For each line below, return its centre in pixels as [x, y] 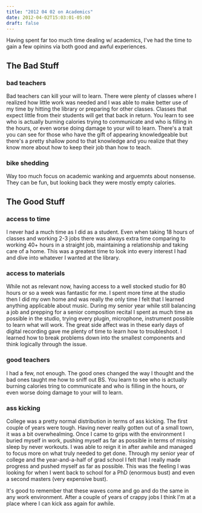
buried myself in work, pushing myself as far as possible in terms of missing [101, 440]
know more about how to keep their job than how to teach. [79, 147]
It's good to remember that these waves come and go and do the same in [98, 491]
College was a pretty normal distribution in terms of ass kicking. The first [97, 421]
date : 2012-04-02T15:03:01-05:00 [48, 18]
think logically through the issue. [47, 344]
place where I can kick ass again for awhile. [60, 503]
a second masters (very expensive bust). [57, 479]
